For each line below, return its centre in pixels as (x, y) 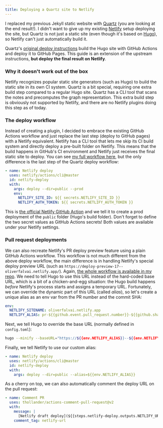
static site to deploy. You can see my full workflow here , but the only (73, 157)
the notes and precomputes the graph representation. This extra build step (80, 97)
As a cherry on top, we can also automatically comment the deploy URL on (80, 384)
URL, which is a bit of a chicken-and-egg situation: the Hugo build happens (80, 281)
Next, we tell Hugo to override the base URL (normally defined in (70, 324)
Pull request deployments (36, 240)
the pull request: (21, 389)
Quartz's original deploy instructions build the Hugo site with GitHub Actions (81, 48)
